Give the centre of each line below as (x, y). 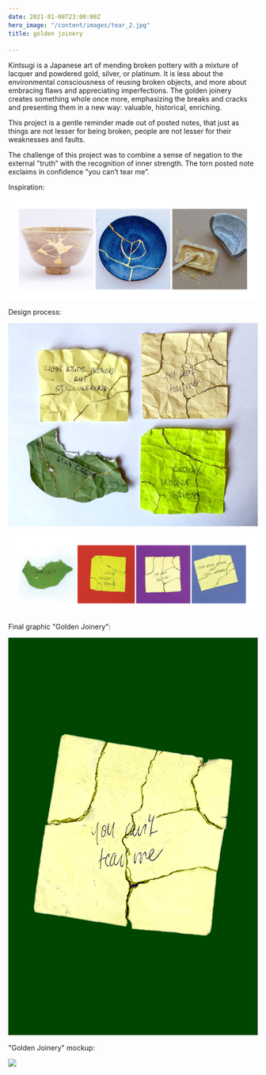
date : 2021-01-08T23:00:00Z (55, 17)
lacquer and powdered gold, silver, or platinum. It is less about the (116, 74)
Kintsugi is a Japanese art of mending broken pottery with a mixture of (123, 65)
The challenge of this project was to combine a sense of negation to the (125, 155)
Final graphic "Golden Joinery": (59, 627)
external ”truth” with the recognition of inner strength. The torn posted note (131, 163)
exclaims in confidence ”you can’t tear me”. (79, 172)
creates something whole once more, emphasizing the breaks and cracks (128, 99)
